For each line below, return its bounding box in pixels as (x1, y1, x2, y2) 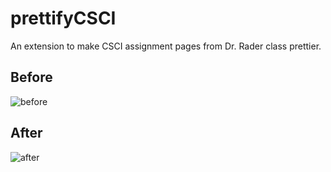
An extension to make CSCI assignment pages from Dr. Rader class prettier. (10, 40, 322, 52)
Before (10, 69, 53, 86)
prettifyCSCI (10, 7, 117, 30)
